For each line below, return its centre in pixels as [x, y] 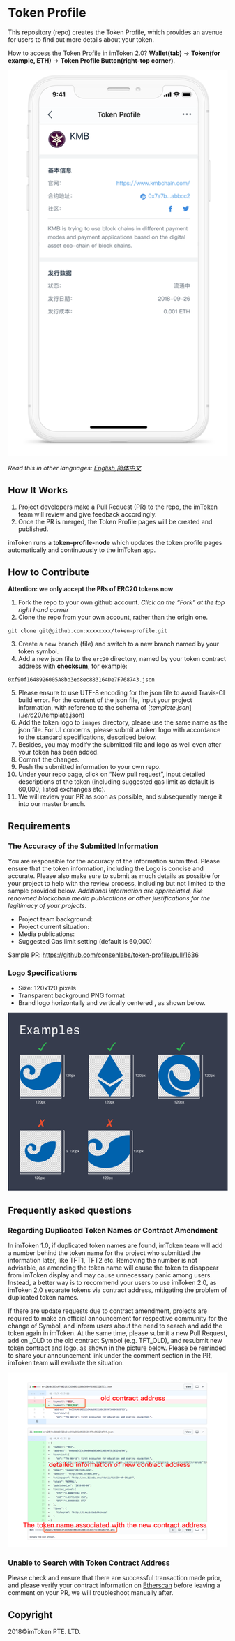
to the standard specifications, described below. [87, 737]
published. [33, 529]
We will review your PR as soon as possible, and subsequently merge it [120, 796]
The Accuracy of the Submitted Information [83, 846]
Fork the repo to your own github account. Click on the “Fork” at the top [121, 602]
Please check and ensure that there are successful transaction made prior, [115, 1578]
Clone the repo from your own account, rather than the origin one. [113, 617]
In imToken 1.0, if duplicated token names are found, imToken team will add [115, 1246]
